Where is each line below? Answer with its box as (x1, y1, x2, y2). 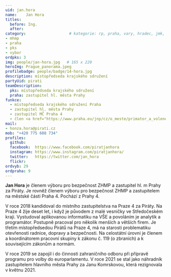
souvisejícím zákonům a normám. (5, 241, 75, 247)
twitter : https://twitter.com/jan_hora (10, 154, 99, 159)
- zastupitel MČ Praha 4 (10, 112, 63, 117)
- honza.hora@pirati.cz (5, 126, 56, 131)
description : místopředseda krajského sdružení (5, 74, 108, 79)
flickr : (10, 159, 26, 164)
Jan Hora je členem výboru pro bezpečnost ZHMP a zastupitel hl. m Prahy (5, 182, 161, 188)
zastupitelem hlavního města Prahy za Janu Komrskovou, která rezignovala (5, 262, 162, 268)
